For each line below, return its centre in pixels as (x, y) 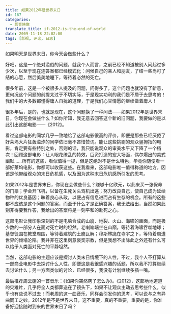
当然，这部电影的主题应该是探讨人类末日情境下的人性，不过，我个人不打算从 (85, 257)
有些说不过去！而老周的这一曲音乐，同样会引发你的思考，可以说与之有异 (90, 294)
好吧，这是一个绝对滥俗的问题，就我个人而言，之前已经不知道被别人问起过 (83, 64)
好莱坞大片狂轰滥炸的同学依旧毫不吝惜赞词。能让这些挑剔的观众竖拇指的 (81, 141)
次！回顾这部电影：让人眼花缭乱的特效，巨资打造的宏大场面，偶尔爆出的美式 (85, 154)
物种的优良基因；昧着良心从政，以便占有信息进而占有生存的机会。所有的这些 (85, 197)
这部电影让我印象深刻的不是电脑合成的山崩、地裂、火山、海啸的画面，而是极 (85, 221)
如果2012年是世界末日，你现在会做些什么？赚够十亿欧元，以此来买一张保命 (84, 184)
